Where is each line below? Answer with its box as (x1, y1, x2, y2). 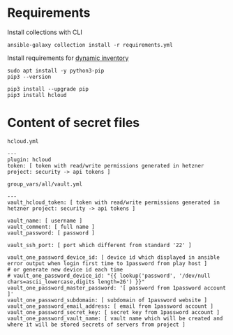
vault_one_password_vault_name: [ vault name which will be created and (7, 315, 223, 322)
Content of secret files (7, 115, 140, 131)
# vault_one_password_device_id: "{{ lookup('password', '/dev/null (7, 272, 211, 279)
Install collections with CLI (7, 28, 82, 36)
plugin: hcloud (7, 156, 52, 163)
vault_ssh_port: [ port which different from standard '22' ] (7, 241, 192, 248)
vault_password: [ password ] (7, 229, 96, 237)
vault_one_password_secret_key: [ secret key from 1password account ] (7, 308, 220, 315)
